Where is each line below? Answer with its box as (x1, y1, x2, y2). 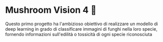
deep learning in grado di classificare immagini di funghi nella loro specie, (5, 26, 158, 32)
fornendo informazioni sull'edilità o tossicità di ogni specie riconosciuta (5, 31, 152, 37)
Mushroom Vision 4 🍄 (5, 4, 97, 16)
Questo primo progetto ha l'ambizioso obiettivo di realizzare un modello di (5, 21, 158, 27)
